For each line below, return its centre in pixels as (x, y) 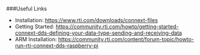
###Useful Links (27, 9)
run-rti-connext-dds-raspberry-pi (56, 45)
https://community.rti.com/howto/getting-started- (117, 27)
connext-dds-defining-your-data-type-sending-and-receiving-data (98, 33)
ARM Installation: (36, 39)
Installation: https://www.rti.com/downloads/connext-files (86, 20)
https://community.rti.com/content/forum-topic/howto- (126, 39)
